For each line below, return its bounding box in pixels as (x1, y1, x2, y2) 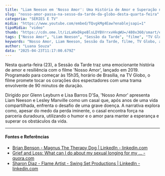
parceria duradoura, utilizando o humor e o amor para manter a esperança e (5, 113, 159, 119)
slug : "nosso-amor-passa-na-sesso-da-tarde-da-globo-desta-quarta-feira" (5, 12, 160, 17)
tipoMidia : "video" (5, 25, 45, 30)
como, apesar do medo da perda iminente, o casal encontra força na (5, 107, 144, 113)
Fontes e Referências (5, 134, 49, 140)
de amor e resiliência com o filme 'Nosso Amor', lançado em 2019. (5, 67, 139, 73)
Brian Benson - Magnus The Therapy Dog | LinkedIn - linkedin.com (12, 145, 148, 151)
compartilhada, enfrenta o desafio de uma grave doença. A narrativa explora (5, 102, 160, 108)
